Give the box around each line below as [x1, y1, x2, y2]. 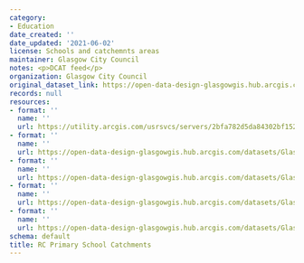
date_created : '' [9, 30, 75, 39]
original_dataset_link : [9, 80, 100, 89]
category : [9, 13, 47, 23]
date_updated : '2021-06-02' [9, 38, 116, 48]
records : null [9, 89, 63, 98]
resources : [9, 97, 51, 107]
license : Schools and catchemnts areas [9, 47, 160, 56]
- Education [9, 22, 54, 31]
